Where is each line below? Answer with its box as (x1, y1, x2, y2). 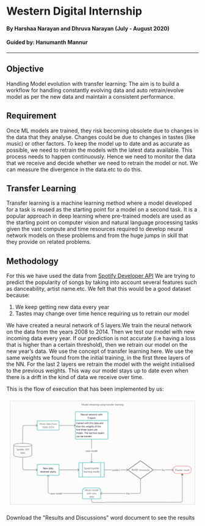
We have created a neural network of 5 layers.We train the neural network (6, 322, 192, 329)
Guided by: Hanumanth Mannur (6, 38, 88, 46)
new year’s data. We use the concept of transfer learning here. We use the (6, 347, 193, 355)
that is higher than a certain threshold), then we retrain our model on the (6, 341, 188, 349)
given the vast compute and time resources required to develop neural (6, 226, 183, 233)
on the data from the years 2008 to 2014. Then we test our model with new (6, 328, 195, 336)
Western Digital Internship (6, 4, 142, 18)
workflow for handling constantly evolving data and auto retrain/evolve (6, 87, 184, 94)
